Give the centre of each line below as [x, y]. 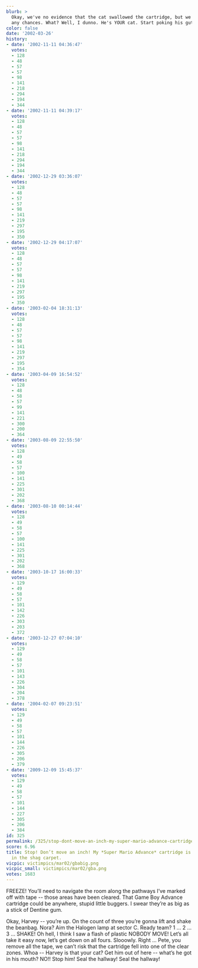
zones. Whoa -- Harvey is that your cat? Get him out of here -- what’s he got [99, 953]
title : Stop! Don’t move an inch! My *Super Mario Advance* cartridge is [99, 852]
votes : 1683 [21, 874]
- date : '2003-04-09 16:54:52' [44, 374]
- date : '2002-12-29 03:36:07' [44, 177]
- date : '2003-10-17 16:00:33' [44, 572]
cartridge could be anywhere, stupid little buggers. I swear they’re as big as [98, 904]
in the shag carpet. [37, 857]
